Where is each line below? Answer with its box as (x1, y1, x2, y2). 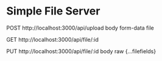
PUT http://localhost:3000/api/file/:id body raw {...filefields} (6, 47, 157, 55)
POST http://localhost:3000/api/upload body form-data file (6, 24, 154, 31)
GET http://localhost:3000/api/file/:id (6, 36, 99, 43)
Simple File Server (6, 4, 100, 18)
